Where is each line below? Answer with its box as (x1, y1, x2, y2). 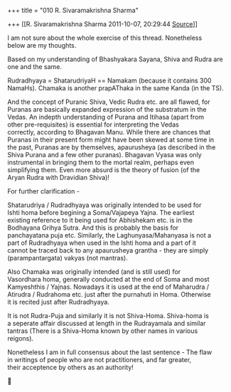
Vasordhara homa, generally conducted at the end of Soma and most (7, 275, 210, 283)
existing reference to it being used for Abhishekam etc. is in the (7, 216, 193, 224)
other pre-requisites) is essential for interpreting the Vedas (7, 120, 179, 129)
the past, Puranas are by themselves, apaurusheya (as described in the (7, 143, 216, 152)
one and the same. (7, 63, 63, 70)
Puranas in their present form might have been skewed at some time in (7, 135, 215, 144)
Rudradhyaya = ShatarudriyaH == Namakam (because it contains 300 (7, 76, 212, 85)
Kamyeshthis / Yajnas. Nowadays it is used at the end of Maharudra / (7, 282, 210, 291)
